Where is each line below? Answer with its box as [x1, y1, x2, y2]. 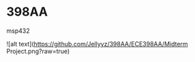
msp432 [6, 27, 30, 35]
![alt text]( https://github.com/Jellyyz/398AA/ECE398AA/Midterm [6, 40, 188, 48]
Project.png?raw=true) [6, 47, 70, 55]
